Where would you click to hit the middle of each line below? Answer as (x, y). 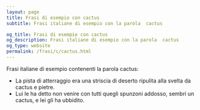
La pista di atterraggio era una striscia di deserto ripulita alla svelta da (103, 81)
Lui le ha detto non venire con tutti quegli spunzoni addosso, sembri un (105, 94)
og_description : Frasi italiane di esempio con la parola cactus (93, 40)
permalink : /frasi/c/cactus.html (49, 52)
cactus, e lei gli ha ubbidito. (50, 100)
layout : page (23, 12)
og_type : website (28, 46)
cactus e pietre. (35, 87)
